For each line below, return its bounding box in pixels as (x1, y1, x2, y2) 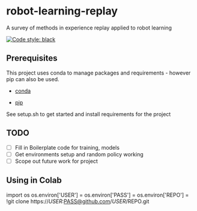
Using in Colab (6, 176, 62, 186)
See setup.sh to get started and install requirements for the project (6, 110, 171, 118)
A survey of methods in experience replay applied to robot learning (6, 24, 172, 31)
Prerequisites (6, 53, 58, 64)
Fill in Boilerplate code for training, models (14, 144, 120, 151)
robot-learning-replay (6, 4, 118, 18)
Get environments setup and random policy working (14, 150, 144, 157)
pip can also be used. (6, 75, 59, 82)
